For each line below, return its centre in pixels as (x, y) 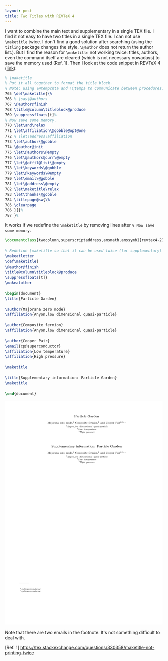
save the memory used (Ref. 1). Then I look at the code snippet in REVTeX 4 (83, 63)
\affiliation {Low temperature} (38, 351)
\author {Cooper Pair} (28, 341)
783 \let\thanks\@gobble (31, 194)
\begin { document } (23, 293)
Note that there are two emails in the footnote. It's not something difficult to (83, 632)
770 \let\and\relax (25, 125)
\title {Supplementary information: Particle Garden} (61, 378)
